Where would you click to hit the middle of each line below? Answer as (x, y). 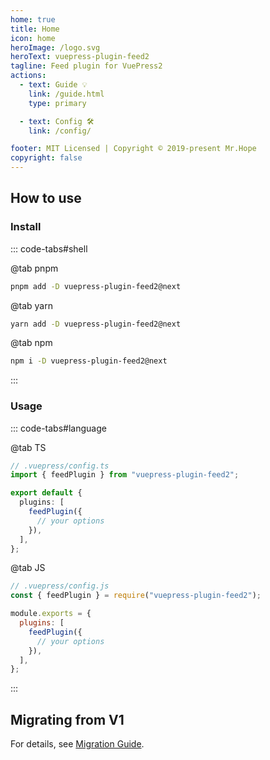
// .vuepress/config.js (60, 586)
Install (26, 227)
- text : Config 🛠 (57, 121)
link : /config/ (60, 131)
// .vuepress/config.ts (60, 466)
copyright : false (46, 158)
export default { (46, 493)
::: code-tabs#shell (49, 248)
